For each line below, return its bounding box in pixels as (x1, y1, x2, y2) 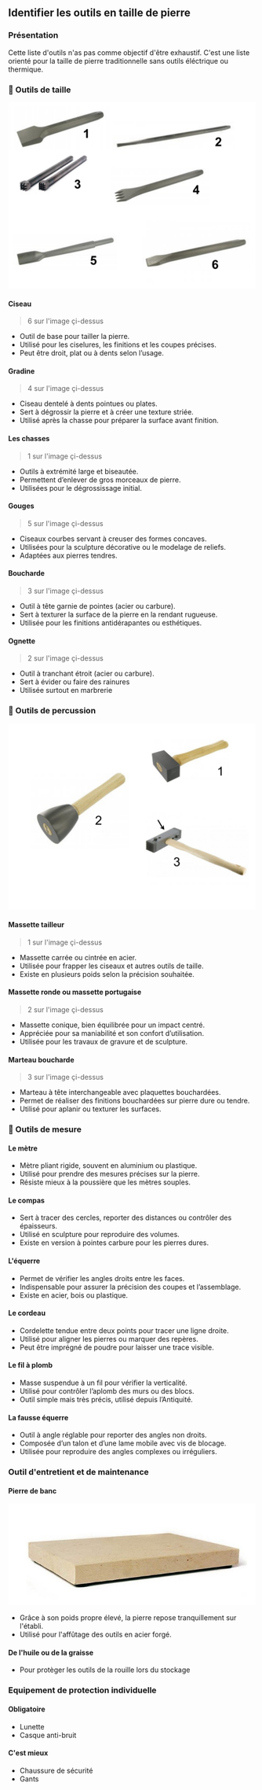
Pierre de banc (8, 1486, 57, 1495)
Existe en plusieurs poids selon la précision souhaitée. (19, 969, 195, 978)
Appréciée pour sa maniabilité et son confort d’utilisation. (19, 1028, 205, 1037)
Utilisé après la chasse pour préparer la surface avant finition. (19, 416, 220, 425)
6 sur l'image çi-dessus (27, 316, 104, 326)
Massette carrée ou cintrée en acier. (19, 952, 137, 962)
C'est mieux (8, 1748, 49, 1758)
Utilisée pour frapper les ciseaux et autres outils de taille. (19, 961, 204, 971)
